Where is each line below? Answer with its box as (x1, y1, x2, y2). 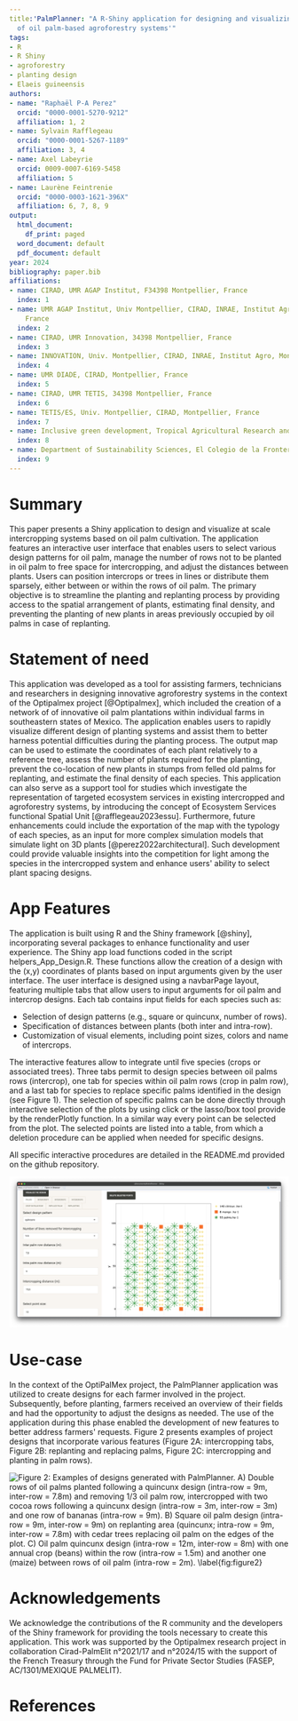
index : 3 (17, 342, 50, 351)
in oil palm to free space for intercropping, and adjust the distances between (9, 561, 289, 572)
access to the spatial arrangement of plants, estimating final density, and (9, 599, 275, 610)
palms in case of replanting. (9, 617, 111, 628)
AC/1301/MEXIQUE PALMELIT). (9, 1664, 122, 1675)
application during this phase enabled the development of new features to (9, 1417, 279, 1428)
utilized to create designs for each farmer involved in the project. (9, 1389, 247, 1399)
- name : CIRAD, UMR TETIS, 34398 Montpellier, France (9, 389, 213, 398)
